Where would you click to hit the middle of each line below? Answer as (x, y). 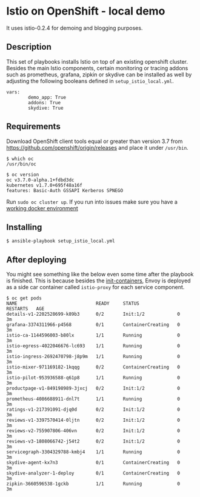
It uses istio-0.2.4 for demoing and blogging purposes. (75, 28)
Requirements (33, 126)
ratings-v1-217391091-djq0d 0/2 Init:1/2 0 (93, 410)
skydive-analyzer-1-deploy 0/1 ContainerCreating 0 (93, 473)
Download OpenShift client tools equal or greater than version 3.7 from (95, 141)
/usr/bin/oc (21, 164)
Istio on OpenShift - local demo (86, 11)
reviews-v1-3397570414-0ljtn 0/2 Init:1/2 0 (93, 420)
